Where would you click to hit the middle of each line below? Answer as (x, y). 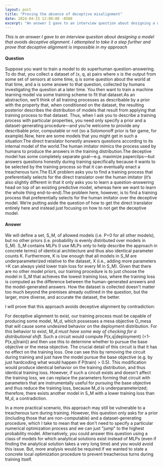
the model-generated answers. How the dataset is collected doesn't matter (80, 287)
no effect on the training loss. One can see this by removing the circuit (75, 352)
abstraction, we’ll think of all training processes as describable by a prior (78, 100)
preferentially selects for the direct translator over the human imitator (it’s (78, 177)
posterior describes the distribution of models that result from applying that (80, 110)
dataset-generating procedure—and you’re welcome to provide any (72, 126)
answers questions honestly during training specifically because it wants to (80, 162)
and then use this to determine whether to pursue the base (89, 341)
